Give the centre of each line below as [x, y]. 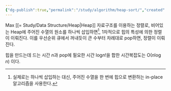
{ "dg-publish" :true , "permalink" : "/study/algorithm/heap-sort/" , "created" [85, 10]
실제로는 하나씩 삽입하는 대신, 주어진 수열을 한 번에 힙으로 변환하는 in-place [88, 77]
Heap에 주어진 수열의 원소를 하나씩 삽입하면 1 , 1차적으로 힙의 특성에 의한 [81, 31]
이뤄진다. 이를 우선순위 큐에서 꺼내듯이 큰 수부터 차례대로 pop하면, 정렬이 [83, 38]
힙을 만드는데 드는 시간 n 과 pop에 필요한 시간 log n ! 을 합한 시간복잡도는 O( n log [83, 55]
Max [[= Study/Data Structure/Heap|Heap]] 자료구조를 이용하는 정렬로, [78, 25]
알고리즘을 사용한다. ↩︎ [35, 83]
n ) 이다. [13, 62]
